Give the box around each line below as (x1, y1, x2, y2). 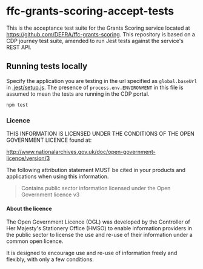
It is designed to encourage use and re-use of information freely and (6, 250, 178, 257)
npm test (6, 102, 28, 108)
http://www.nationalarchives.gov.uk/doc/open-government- (6, 148, 156, 155)
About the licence (6, 205, 53, 212)
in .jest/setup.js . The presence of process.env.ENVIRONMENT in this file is (6, 84, 184, 91)
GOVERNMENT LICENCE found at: (6, 136, 92, 144)
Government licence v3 (21, 191, 80, 198)
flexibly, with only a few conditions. (6, 256, 94, 263)
